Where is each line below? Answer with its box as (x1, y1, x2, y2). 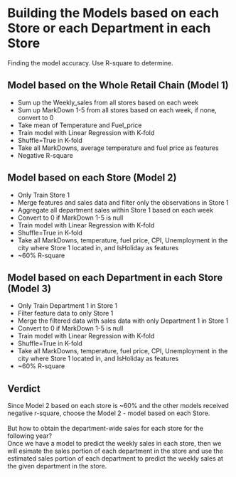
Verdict (7, 382, 41, 395)
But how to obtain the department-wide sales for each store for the (7, 424, 204, 433)
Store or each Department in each (7, 20, 211, 36)
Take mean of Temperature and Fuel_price (17, 121, 142, 129)
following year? (7, 432, 52, 440)
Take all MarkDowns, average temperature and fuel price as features (17, 144, 219, 152)
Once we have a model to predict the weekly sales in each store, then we (7, 439, 222, 448)
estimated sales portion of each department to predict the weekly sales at (7, 454, 224, 463)
